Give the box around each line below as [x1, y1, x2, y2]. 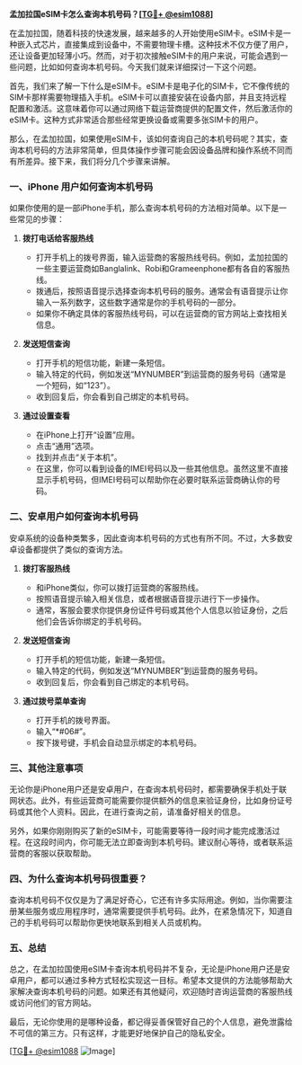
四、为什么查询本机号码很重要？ [9, 872, 148, 884]
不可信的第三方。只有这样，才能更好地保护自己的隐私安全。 [9, 1028, 230, 1039]
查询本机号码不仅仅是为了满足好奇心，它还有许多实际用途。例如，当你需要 [9, 894, 285, 906]
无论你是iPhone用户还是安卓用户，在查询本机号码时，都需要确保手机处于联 [9, 784, 288, 794]
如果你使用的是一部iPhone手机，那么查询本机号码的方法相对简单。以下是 [9, 202, 280, 214]
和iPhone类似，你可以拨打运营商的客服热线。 [35, 581, 204, 592]
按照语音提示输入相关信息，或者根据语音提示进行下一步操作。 [35, 593, 265, 604]
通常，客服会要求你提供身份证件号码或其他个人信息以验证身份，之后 [35, 604, 289, 615]
